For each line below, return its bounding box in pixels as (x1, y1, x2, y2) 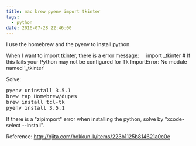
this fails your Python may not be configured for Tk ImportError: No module (6, 58, 187, 65)
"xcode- (164, 116, 185, 123)
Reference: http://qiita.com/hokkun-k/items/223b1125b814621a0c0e (6, 133, 171, 140)
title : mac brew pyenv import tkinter (6, 8, 101, 15)
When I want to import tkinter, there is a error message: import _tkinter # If (6, 52, 191, 59)
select (6, 122, 21, 129)
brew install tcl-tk (6, 99, 66, 106)
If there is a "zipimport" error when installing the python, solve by (6, 116, 164, 123)
